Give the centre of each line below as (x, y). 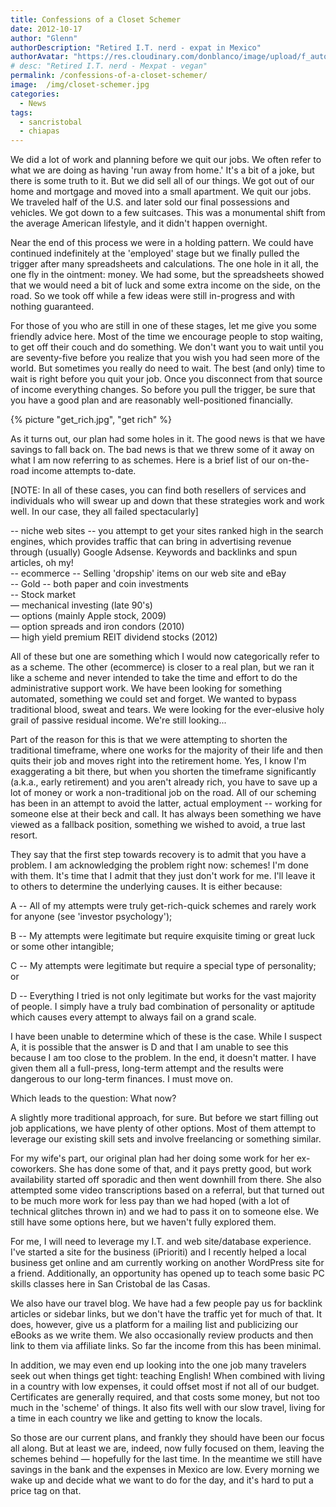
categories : (35, 94)
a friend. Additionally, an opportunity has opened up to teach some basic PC (167, 1273)
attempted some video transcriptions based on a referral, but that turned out (167, 1190)
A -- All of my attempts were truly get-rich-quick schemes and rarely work (163, 906)
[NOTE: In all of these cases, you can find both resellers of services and (158, 490)
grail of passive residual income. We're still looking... (118, 720)
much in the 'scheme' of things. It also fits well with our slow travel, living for (168, 1408)
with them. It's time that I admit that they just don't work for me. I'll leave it (163, 876)
